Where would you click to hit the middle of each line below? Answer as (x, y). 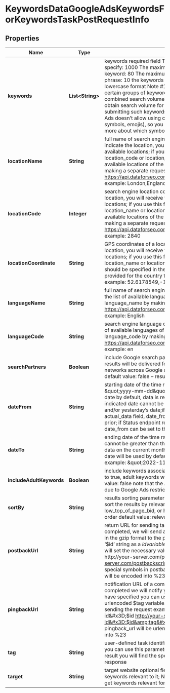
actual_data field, (125, 416)
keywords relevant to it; (132, 677)
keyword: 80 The (125, 74)
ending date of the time (132, 437)
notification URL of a (129, 584)
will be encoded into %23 (135, 576)
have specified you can (132, 597)
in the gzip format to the (133, 538)
